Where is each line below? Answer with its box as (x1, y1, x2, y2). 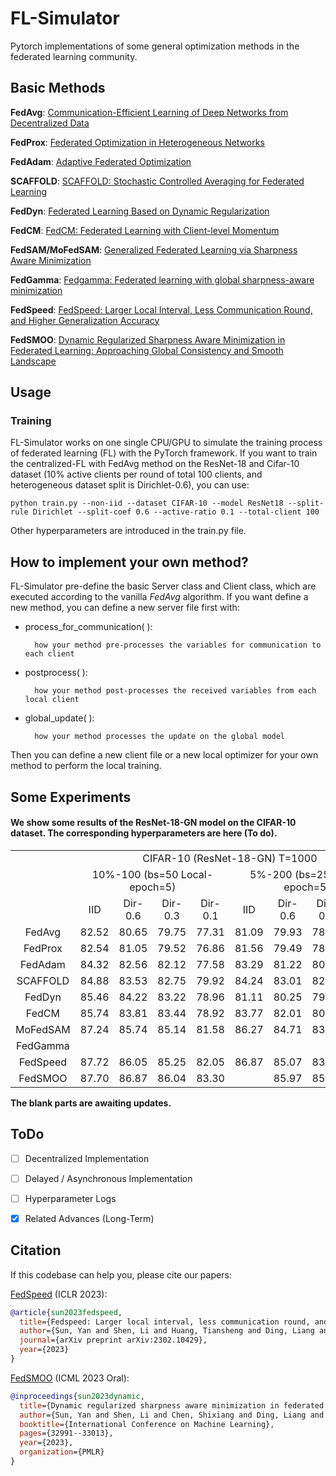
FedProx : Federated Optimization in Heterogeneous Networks (10, 136, 265, 148)
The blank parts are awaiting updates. (10, 1097, 172, 1109)
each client (24, 649, 75, 659)
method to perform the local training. (10, 760, 162, 772)
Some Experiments (10, 788, 132, 806)
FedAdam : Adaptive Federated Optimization (10, 155, 192, 167)
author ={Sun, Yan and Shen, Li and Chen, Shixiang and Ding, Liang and (19, 1410, 325, 1420)
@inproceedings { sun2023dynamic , (10, 1391, 145, 1401)
